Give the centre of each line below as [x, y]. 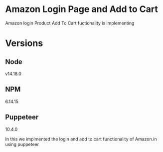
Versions [24, 43]
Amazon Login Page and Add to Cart [81, 9]
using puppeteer [22, 144]
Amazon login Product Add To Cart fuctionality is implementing [70, 23]
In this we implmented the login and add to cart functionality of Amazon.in [81, 139]
